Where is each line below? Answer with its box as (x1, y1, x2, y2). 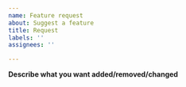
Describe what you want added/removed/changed (8, 70, 179, 79)
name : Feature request (8, 11, 83, 20)
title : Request (8, 26, 59, 34)
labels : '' (8, 33, 45, 42)
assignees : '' (8, 41, 56, 49)
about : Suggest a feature (8, 19, 94, 27)
